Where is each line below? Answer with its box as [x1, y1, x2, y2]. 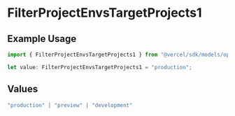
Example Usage [7, 33, 77, 45]
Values [7, 83, 38, 95]
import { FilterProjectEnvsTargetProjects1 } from [7, 51, 158, 58]
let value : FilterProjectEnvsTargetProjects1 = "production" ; [7, 64, 192, 71]
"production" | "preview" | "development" [7, 101, 133, 109]
